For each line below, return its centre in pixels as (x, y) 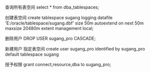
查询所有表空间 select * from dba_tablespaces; (52, 7)
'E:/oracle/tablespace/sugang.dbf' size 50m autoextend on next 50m (75, 23)
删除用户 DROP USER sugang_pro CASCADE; (51, 38)
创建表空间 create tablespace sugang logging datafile (59, 18)
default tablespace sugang (32, 54)
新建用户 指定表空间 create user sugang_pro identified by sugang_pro (75, 49)
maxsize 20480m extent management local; (49, 28)
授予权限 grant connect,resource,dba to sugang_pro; (58, 64)
